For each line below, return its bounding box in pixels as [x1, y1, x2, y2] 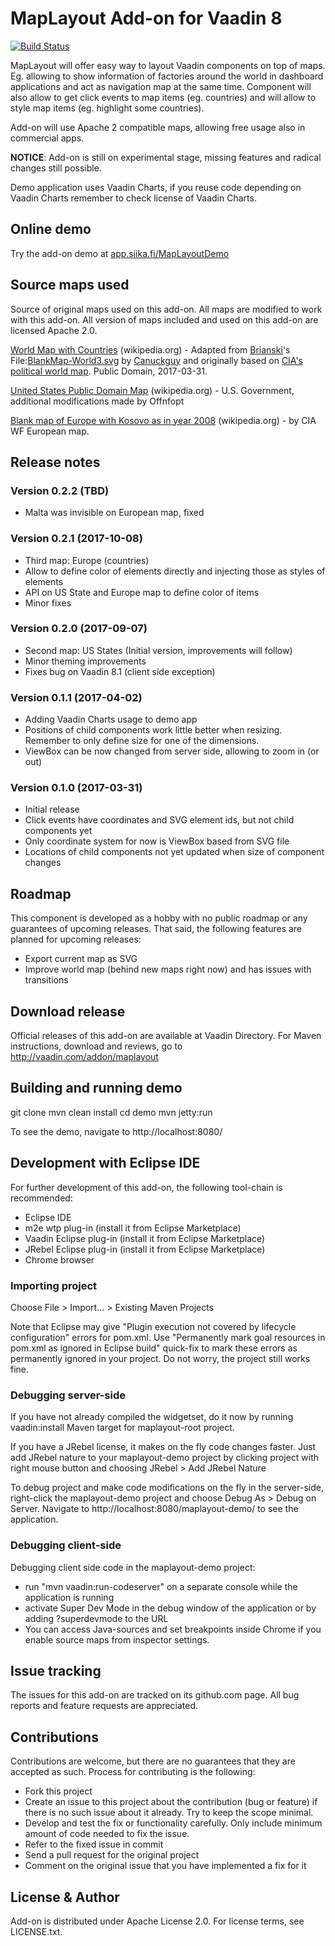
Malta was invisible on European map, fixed [24, 507, 205, 519]
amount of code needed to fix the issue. [24, 1828, 190, 1840]
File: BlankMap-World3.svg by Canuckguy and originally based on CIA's [10, 354, 303, 366]
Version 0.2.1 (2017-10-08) [10, 532, 143, 546]
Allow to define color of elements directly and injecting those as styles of [24, 565, 326, 577]
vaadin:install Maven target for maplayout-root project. [10, 1422, 235, 1434]
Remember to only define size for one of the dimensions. [24, 735, 260, 747]
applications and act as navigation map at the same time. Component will [10, 80, 312, 92]
